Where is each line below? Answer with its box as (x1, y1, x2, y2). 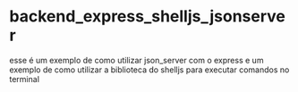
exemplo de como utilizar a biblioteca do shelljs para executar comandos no (9, 64, 290, 75)
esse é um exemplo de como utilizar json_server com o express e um (9, 54, 264, 65)
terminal (9, 73, 40, 84)
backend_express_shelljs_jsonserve (9, 6, 286, 27)
